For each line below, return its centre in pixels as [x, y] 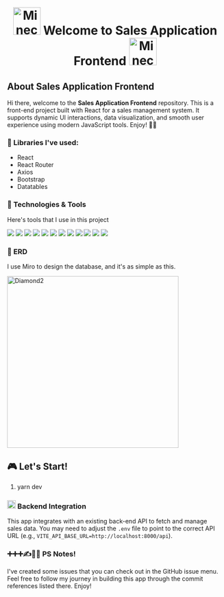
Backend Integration [52, 506]
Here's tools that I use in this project [58, 219]
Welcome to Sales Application [130, 31]
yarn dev [29, 486]
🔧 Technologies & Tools [47, 205]
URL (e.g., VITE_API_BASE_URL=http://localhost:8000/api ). [90, 536]
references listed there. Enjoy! [49, 586]
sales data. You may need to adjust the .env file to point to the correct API [111, 528]
